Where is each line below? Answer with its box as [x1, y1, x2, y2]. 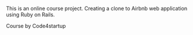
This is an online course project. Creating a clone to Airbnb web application [6, 5, 188, 12]
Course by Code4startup [6, 23, 66, 29]
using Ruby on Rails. [6, 11, 55, 18]
